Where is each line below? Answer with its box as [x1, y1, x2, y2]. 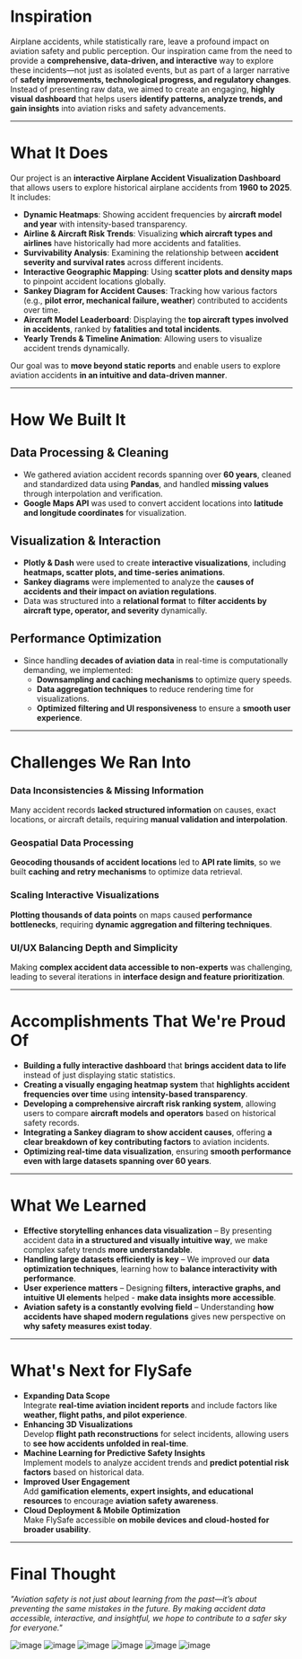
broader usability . [22, 1523, 91, 1534]
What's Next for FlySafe [10, 1360, 193, 1380]
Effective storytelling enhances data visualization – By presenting [22, 1225, 272, 1236]
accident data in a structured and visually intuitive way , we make [22, 1234, 268, 1246]
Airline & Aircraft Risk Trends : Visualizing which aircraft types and [22, 227, 272, 239]
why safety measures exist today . [22, 1320, 152, 1331]
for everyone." [10, 1622, 64, 1633]
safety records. [22, 1117, 80, 1128]
